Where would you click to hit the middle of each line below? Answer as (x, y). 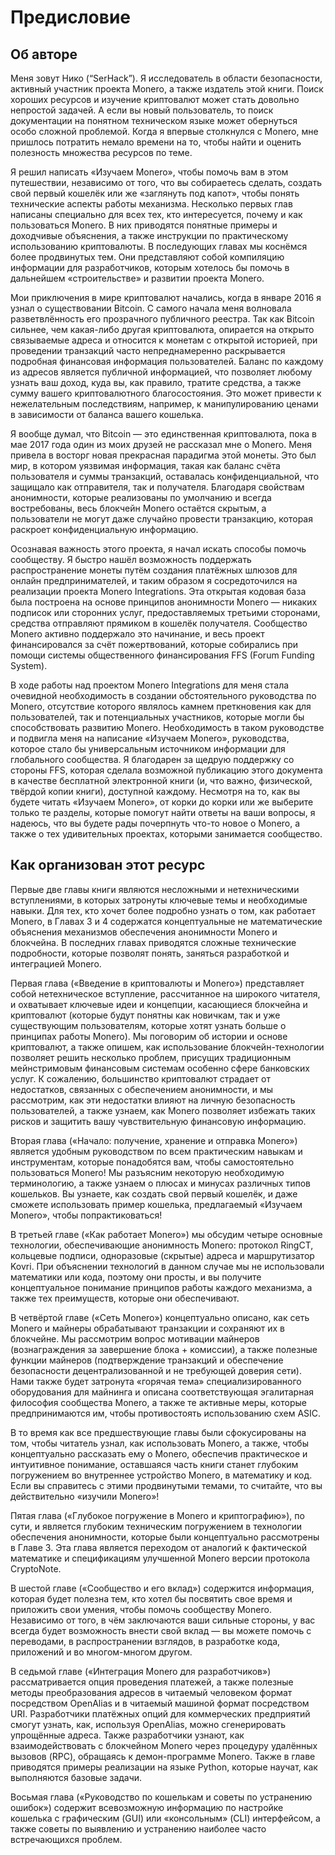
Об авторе (44, 54)
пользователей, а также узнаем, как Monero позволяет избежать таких (163, 1110)
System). (29, 665)
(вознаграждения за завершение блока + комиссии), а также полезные (164, 1349)
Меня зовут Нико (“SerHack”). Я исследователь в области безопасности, (166, 78)
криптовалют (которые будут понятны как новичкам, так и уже (145, 1015)
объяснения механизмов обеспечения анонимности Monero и (144, 932)
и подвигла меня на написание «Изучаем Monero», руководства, (150, 738)
